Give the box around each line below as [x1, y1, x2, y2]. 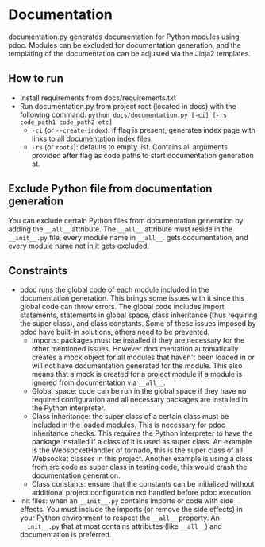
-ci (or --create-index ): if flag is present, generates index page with [31, 125, 256, 134]
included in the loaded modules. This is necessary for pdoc [31, 420, 226, 430]
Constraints [8, 264, 68, 277]
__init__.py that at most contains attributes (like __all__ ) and [19, 522, 222, 531]
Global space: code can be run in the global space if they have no [31, 386, 247, 396]
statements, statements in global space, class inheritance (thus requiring [19, 310, 258, 320]
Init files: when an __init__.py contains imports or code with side [19, 496, 234, 506]
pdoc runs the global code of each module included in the [19, 285, 209, 295]
